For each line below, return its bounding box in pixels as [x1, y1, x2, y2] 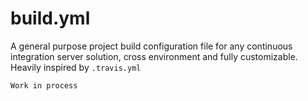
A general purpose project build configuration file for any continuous [10, 40, 293, 52]
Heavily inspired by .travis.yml [10, 61, 142, 73]
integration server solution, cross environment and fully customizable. [10, 50, 298, 62]
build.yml [10, 7, 91, 30]
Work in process [10, 80, 78, 91]
